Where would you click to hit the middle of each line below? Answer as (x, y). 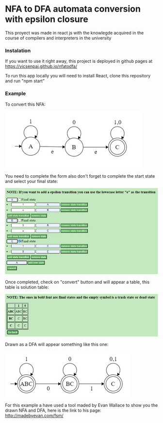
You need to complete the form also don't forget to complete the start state (80, 176)
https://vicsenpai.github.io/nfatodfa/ (41, 66)
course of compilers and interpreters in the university (58, 38)
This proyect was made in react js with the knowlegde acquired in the (74, 33)
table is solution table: (27, 287)
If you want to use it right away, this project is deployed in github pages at (79, 61)
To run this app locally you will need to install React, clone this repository (78, 76)
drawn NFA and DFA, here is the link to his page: (53, 410)
